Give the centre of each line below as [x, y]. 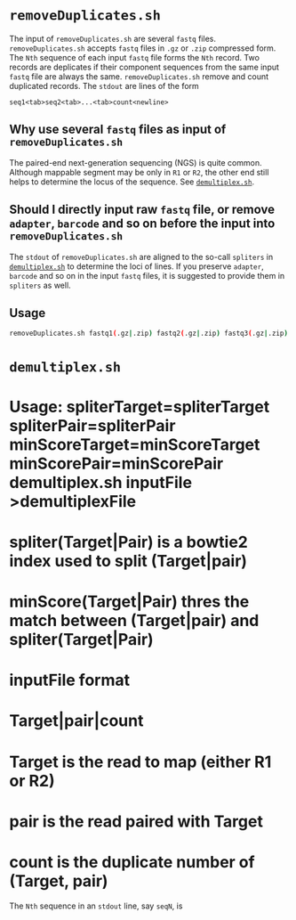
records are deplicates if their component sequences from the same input [144, 67]
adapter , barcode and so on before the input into [142, 224]
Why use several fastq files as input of [118, 130]
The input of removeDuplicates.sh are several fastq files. [112, 38]
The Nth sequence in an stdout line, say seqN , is [96, 906]
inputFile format [70, 680]
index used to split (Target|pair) [128, 561]
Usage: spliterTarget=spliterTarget [140, 407]
